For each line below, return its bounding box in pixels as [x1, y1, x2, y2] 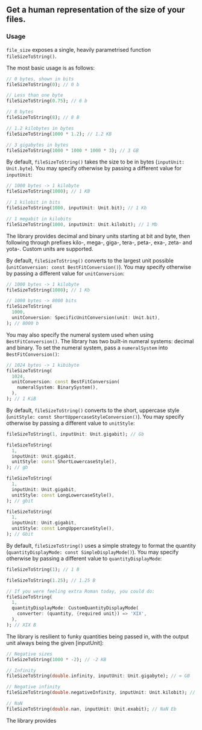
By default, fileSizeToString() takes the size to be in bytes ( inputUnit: [6, 158, 185, 165]
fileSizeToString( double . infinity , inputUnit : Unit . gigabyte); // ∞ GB [6, 673, 190, 679]
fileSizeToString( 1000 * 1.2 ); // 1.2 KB [6, 131, 112, 137]
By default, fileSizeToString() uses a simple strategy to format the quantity [6, 542, 196, 549]
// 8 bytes [6, 109, 34, 115]
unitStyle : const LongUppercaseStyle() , [11, 525, 115, 532]
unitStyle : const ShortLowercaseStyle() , [11, 459, 118, 465]
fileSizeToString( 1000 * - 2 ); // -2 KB [6, 656, 107, 662]
